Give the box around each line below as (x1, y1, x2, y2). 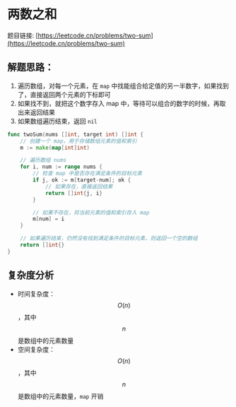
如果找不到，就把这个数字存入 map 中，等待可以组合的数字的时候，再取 (17, 99, 226, 107)
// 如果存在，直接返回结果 (45, 183, 113, 190)
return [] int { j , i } (45, 189, 102, 196)
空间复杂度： (17, 345, 55, 353)
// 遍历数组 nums (20, 157, 67, 164)
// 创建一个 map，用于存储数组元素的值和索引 (20, 137, 137, 145)
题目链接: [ (7, 31, 39, 40)
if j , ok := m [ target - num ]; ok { (33, 177, 131, 184)
